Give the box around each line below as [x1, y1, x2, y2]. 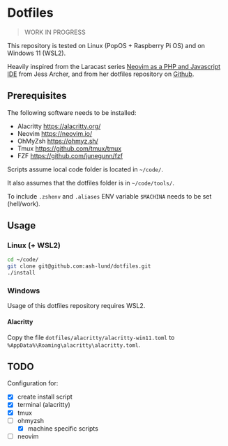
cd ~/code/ [7, 256, 39, 263]
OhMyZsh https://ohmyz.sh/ [17, 137, 99, 145]
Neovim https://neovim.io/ [17, 129, 93, 137]
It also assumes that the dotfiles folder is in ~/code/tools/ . [7, 178, 174, 187]
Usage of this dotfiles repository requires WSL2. [7, 302, 146, 310]
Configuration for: [7, 379, 59, 387]
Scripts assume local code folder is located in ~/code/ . [7, 165, 164, 174]
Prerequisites [7, 90, 67, 102]
